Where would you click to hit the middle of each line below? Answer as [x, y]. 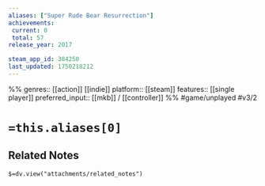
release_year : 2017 [40, 45]
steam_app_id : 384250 [44, 59]
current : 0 [29, 30]
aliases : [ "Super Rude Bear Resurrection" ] [81, 15]
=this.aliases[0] [65, 128]
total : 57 [28, 38]
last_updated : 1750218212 [51, 67]
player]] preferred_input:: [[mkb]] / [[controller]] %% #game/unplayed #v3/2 [133, 97]
